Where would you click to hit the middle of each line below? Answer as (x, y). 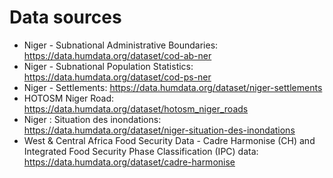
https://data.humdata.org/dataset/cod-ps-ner (117, 77)
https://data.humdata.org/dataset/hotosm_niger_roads (136, 108)
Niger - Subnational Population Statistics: (108, 66)
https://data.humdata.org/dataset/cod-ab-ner (117, 55)
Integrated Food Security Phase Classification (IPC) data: (141, 151)
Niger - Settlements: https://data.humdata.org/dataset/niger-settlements (173, 87)
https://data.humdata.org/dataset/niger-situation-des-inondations (159, 130)
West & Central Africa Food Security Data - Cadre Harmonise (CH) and (169, 140)
